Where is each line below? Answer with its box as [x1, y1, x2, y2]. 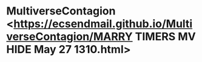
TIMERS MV [135, 30, 196, 43]
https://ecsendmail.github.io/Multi [13, 17, 193, 31]
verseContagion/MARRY [6, 30, 133, 43]
